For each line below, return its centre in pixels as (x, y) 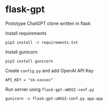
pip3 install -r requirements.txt (42, 42)
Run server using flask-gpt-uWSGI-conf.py (50, 89)
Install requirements (26, 33)
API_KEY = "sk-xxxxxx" (29, 80)
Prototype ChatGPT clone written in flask (48, 23)
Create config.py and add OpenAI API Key (49, 70)
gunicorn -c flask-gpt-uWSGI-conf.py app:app (54, 98)
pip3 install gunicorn (29, 61)
